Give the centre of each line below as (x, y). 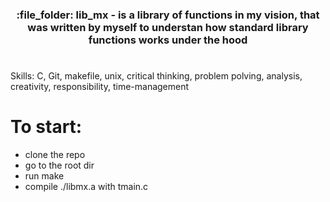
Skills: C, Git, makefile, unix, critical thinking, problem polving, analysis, (156, 76)
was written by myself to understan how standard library (168, 27)
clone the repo (55, 155)
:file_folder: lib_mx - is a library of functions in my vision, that (168, 15)
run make (44, 176)
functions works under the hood (168, 40)
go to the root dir (59, 165)
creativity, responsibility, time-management (100, 87)
